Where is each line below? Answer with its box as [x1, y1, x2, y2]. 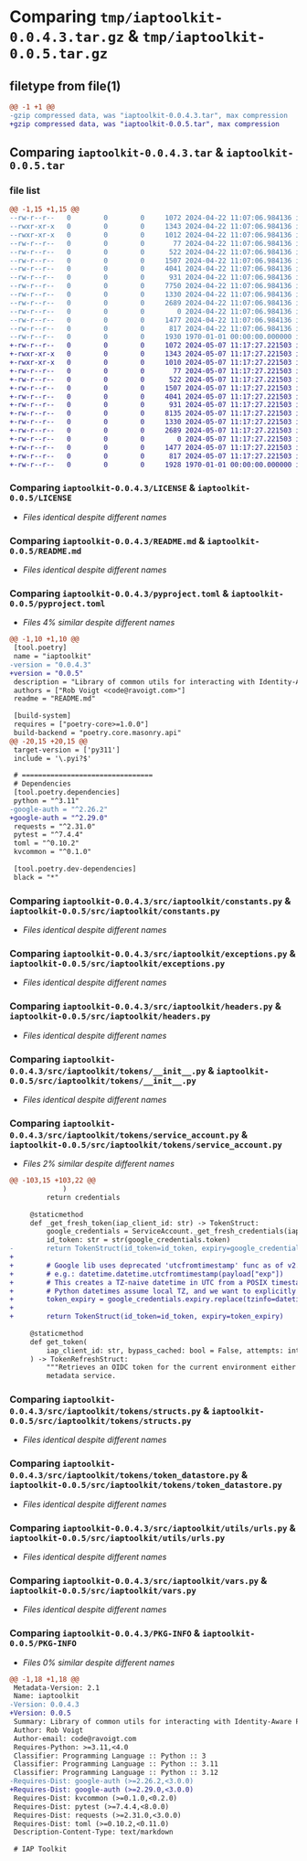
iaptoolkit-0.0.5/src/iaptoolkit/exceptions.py [9, 958, 226, 968]
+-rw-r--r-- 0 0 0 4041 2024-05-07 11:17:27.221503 [9, 391, 292, 401]
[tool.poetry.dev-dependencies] [13, 864, 137, 873]
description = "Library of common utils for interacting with [13, 677, 256, 687]
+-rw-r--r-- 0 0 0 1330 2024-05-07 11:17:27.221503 [9, 418, 292, 427]
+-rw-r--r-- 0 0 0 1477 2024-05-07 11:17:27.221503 [9, 443, 292, 452]
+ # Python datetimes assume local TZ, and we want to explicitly [9, 1287, 297, 1296]
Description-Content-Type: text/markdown [13, 1827, 174, 1837]
